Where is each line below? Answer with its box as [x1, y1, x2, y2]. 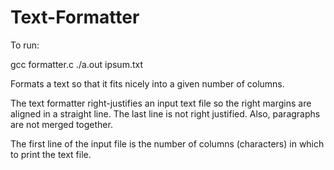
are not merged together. [10, 118, 113, 130]
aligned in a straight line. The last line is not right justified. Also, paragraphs [10, 107, 321, 120]
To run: [10, 39, 40, 51]
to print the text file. [10, 148, 92, 160]
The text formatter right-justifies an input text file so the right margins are [10, 97, 312, 109]
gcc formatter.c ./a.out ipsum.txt [10, 58, 144, 70]
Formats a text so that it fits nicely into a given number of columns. [10, 77, 285, 90]
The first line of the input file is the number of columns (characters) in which [10, 137, 325, 150]
